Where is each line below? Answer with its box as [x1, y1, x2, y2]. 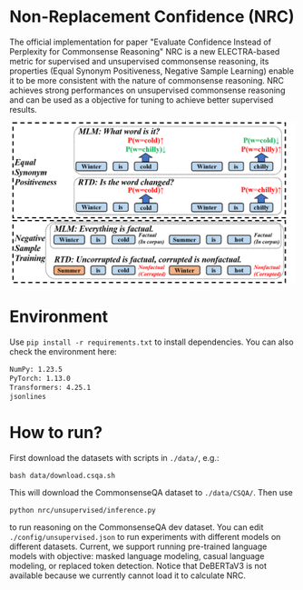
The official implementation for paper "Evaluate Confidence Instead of [9, 36, 272, 47]
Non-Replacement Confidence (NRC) [9, 6, 295, 27]
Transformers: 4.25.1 [9, 383, 92, 392]
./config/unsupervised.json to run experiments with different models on [9, 531, 281, 542]
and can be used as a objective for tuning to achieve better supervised [9, 94, 274, 105]
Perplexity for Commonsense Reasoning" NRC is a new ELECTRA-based [9, 45, 280, 56]
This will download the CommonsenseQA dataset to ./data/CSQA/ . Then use [9, 486, 293, 497]
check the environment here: [9, 345, 118, 356]
